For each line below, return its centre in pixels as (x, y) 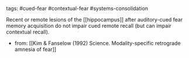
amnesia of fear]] (35, 49)
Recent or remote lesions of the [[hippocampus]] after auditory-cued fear (94, 19)
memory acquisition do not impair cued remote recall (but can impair (89, 26)
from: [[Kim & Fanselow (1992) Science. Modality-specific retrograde (97, 43)
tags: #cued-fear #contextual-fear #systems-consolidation (77, 8)
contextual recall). (28, 32)
